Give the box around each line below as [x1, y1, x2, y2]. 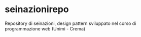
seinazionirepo [5, 4, 69, 15]
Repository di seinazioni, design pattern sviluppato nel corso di [5, 20, 136, 26]
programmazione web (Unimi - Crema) [5, 25, 86, 31]
